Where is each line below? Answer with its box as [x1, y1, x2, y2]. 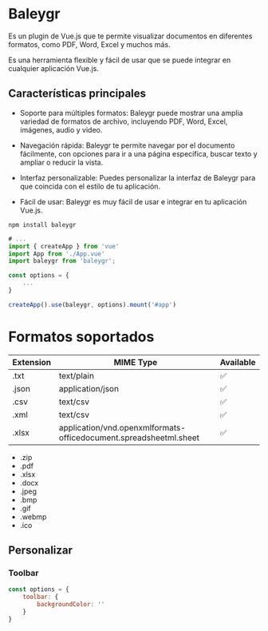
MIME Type [113, 356, 158, 367]
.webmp [19, 512, 47, 522]
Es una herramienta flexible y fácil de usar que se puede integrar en [8, 55, 231, 65]
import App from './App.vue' [8, 249, 105, 258]
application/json [58, 383, 120, 394]
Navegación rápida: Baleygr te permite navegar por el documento [19, 141, 235, 150]
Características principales [8, 87, 146, 101]
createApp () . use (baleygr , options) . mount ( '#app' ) [8, 300, 177, 308]
